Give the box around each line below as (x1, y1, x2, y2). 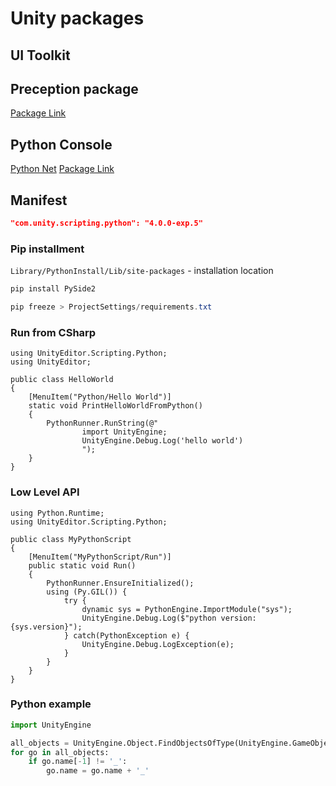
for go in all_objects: (10, 747, 110, 757)
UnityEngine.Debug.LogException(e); (81, 639, 235, 649)
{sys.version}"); (10, 622, 83, 632)
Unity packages (10, 7, 145, 30)
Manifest (10, 192, 68, 209)
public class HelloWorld (10, 375, 114, 385)
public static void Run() (28, 560, 137, 571)
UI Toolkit (10, 47, 71, 64)
